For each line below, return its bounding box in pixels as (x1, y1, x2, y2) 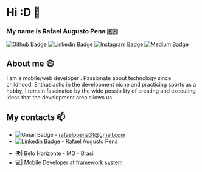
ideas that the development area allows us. (6, 94, 114, 101)
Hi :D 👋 (6, 5, 41, 19)
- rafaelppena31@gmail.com (54, 131, 126, 139)
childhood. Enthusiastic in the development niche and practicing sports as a (6, 81, 197, 88)
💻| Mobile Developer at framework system (15, 159, 123, 166)
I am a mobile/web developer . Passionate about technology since (6, 74, 172, 82)
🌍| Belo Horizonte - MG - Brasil (15, 150, 96, 157)
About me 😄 (6, 58, 55, 68)
